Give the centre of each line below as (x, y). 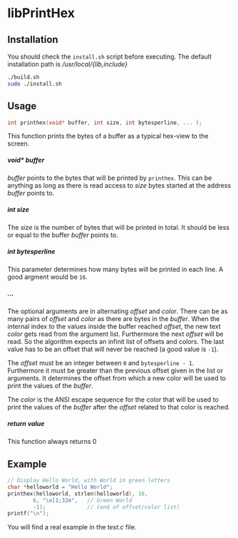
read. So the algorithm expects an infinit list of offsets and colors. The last (116, 342)
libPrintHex (41, 13)
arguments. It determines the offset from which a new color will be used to (117, 378)
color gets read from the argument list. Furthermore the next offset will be (115, 334)
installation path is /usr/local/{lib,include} (68, 64)
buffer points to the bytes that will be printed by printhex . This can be (110, 178)
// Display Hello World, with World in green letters (89, 481)
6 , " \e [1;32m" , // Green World (83, 500)
